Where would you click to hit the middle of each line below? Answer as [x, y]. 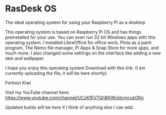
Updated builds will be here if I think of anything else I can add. [69, 107]
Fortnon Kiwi [18, 83]
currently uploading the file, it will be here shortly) [56, 73]
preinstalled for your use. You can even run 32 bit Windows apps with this [81, 37]
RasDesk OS [31, 9]
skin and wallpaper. [25, 58]
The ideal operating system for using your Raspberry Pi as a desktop [75, 22]
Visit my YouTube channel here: [37, 92]
